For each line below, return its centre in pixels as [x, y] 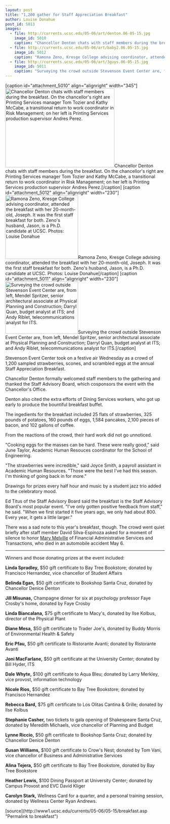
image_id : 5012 [30, 52]
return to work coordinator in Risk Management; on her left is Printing [77, 182]
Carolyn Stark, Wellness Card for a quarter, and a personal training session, [84, 796]
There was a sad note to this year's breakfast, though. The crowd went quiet [85, 527]
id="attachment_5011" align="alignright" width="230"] [62, 279]
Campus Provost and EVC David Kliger [45, 786]
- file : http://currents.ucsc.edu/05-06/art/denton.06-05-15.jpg [80, 33]
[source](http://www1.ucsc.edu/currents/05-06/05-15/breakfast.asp [76, 811]
